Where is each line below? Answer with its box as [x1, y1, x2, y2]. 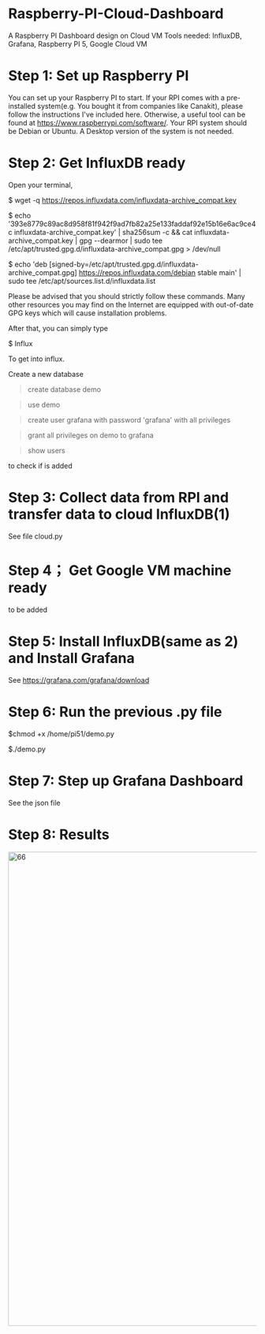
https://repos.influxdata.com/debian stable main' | [78, 267, 242, 277]
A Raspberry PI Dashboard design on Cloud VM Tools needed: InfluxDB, [8, 31, 242, 40]
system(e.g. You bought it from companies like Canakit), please [37, 101, 243, 110]
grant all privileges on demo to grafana [27, 430, 154, 440]
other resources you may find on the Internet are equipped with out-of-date [8, 300, 254, 309]
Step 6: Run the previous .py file [8, 702, 222, 721]
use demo [27, 400, 61, 409]
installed [8, 101, 36, 110]
